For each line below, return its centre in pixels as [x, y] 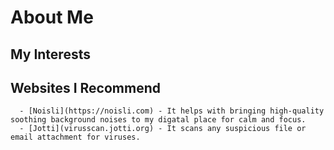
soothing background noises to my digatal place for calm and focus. [158, 120]
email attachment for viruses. [75, 137]
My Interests [50, 54]
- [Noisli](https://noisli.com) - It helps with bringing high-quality [172, 111]
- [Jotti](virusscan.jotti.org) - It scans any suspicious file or [163, 129]
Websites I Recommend [85, 87]
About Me [52, 17]
